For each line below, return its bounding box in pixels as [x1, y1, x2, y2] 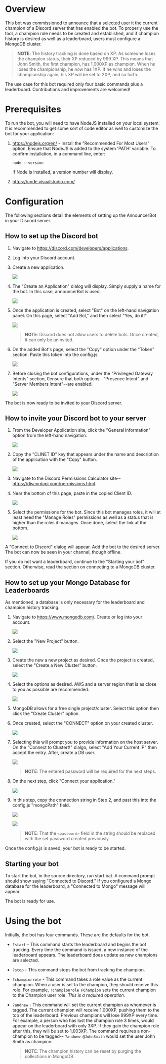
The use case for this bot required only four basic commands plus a [5, 81, 143, 87]
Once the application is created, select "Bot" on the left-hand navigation [12, 307, 159, 313]
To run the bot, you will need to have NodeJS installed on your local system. [5, 120, 160, 126]
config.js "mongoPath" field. [12, 802, 70, 808]
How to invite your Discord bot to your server [5, 414, 147, 423]
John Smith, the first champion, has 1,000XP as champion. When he [17, 61, 156, 67]
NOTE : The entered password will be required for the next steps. [24, 768, 157, 774]
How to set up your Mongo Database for [5, 578, 130, 587]
